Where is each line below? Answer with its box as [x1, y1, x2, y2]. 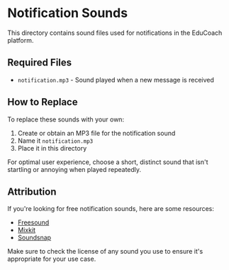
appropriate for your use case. [7, 254, 96, 264]
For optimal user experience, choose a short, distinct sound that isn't [7, 158, 208, 166]
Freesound [17, 218, 50, 227]
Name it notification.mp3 [17, 136, 94, 145]
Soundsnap [17, 233, 52, 242]
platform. [7, 36, 34, 44]
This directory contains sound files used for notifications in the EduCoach [7, 28, 223, 37]
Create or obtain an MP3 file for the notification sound [17, 129, 176, 137]
